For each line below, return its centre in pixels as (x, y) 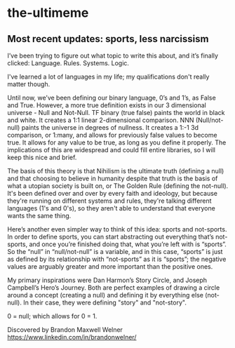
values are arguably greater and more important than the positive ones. (110, 267)
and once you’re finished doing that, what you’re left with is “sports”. (128, 244)
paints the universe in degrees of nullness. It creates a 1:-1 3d (110, 127)
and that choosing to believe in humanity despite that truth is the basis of (113, 178)
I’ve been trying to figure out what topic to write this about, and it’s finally (113, 55)
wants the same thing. (39, 216)
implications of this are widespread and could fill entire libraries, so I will (112, 150)
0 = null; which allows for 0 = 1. (52, 316)
